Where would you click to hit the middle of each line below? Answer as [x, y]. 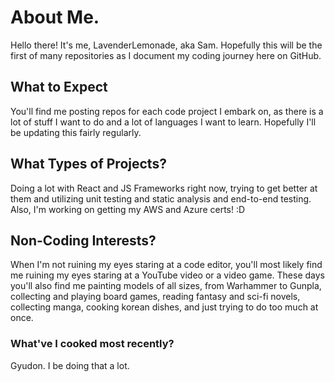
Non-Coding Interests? [83, 240]
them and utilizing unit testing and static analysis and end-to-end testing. [161, 198]
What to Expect [59, 87]
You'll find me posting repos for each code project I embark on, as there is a [167, 111]
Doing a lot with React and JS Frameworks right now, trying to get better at [164, 188]
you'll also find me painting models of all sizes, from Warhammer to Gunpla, [166, 286]
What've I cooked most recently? [92, 344]
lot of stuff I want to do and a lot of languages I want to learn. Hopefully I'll [163, 122]
